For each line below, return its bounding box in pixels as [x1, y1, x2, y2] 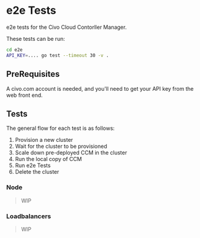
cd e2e [6, 46, 23, 53]
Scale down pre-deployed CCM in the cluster [14, 149, 128, 156]
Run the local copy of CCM [14, 156, 83, 163]
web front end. [6, 91, 43, 99]
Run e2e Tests [14, 162, 51, 169]
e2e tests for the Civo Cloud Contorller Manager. [6, 23, 127, 31]
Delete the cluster [14, 168, 60, 175]
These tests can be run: [6, 35, 65, 42]
